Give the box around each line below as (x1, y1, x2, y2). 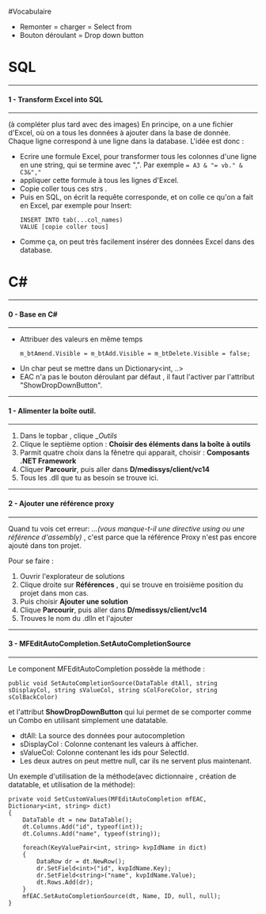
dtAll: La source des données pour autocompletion (19, 730, 185, 740)
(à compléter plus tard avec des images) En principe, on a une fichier (8, 120, 234, 129)
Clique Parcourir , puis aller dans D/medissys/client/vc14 (19, 605, 207, 615)
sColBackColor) (8, 693, 59, 701)
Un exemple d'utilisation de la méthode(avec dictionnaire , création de (8, 771, 237, 781)
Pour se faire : (8, 556, 54, 566)
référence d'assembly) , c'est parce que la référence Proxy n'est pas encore (8, 532, 257, 542)
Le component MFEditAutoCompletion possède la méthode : (8, 664, 206, 673)
